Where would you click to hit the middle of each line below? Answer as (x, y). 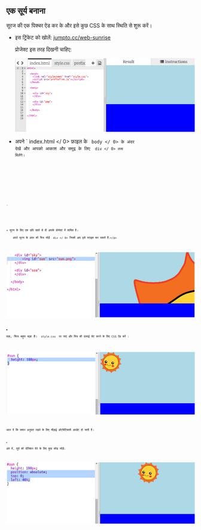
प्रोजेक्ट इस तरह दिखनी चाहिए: (43, 49)
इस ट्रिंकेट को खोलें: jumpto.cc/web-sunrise (63, 37)
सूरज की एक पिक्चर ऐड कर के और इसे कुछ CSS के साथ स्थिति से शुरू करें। (79, 25)
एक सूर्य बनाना (26, 11)
